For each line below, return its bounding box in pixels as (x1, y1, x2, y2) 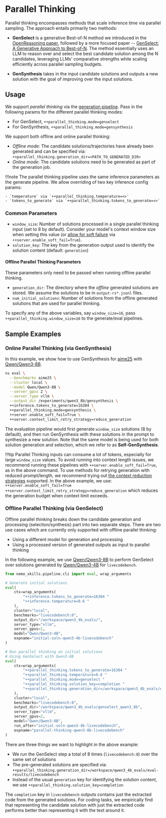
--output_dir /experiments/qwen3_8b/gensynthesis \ (9, 399, 119, 404)
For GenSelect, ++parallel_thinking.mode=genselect (12, 118, 120, 125)
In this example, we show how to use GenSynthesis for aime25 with (5, 356, 142, 362)
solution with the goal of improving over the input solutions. (12, 76, 133, 82)
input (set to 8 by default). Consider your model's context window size (12, 226, 156, 232)
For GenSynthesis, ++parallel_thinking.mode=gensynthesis (12, 124, 133, 130)
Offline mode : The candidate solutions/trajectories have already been (12, 143, 154, 149)
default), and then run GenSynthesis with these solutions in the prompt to (5, 431, 155, 437)
